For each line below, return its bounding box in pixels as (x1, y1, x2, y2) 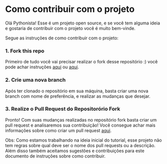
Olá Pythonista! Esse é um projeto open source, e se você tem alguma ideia (5, 20, 161, 26)
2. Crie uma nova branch (5, 76, 66, 83)
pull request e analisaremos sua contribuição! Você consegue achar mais (5, 122, 156, 128)
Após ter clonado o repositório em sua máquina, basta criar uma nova (5, 88, 149, 94)
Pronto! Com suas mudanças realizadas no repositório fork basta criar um (5, 117, 157, 123)
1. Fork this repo (5, 47, 45, 54)
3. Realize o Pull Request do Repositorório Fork (5, 106, 121, 113)
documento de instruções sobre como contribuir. (5, 153, 106, 159)
